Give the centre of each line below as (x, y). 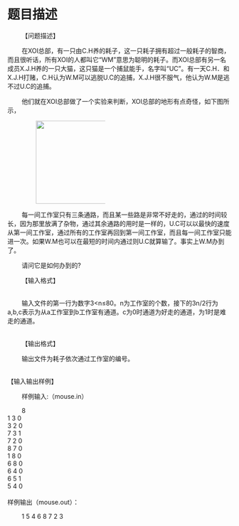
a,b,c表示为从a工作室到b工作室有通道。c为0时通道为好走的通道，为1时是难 (117, 312)
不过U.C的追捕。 (31, 86)
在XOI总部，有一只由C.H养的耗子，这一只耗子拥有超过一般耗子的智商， (126, 50)
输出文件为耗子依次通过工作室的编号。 (78, 358)
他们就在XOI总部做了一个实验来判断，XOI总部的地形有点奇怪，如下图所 (126, 101)
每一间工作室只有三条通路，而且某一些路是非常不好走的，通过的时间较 (124, 215)
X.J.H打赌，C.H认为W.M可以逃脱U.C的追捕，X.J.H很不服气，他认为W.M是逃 (118, 77)
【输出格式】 (40, 343)
